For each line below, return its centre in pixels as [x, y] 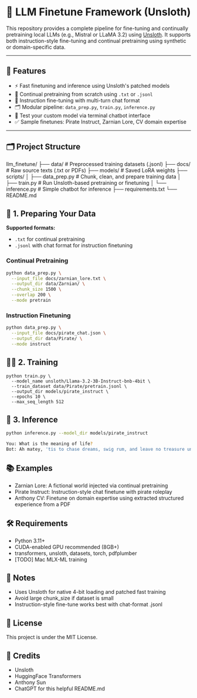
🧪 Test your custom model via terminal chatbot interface [82, 115]
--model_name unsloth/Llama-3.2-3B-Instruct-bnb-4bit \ [81, 381]
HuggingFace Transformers [48, 676]
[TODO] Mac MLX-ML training [51, 559]
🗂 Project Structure [43, 147]
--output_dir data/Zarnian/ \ [48, 284]
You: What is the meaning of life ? [50, 444]
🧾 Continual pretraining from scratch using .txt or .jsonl [84, 94]
